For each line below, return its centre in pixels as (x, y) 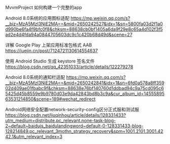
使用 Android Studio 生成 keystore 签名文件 (50, 61)
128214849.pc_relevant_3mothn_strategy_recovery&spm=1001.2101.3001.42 (84, 131)
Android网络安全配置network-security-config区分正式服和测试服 (72, 109)
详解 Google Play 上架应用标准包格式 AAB (49, 45)
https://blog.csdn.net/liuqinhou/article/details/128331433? (66, 115)
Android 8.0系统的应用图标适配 (37, 18)
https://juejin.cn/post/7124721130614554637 (52, 51)
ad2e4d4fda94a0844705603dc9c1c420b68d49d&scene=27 (69, 35)
